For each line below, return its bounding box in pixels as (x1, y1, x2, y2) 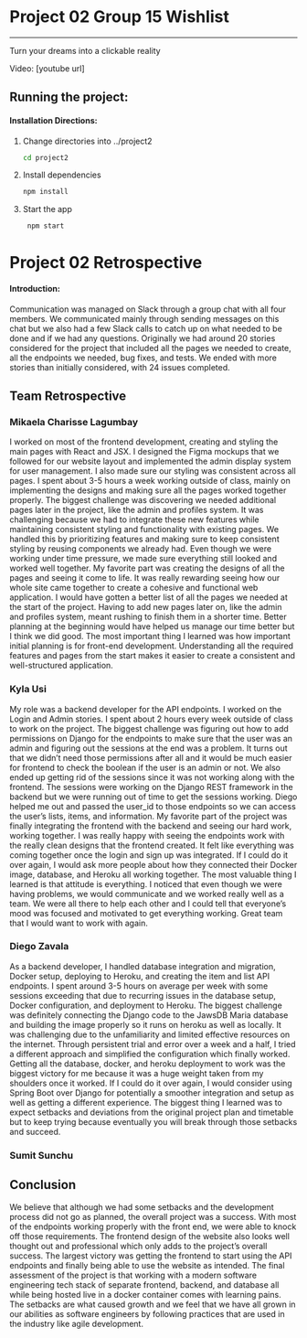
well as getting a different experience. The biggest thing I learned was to (9, 1097, 283, 1108)
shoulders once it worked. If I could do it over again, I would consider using (9, 1077, 292, 1088)
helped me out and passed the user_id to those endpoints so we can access (9, 800, 297, 811)
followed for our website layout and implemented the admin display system (9, 455, 292, 467)
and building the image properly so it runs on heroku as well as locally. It (9, 1019, 281, 1030)
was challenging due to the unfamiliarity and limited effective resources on (9, 1029, 291, 1040)
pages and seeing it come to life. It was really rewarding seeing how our (9, 573, 281, 583)
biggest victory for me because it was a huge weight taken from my (9, 1067, 264, 1078)
